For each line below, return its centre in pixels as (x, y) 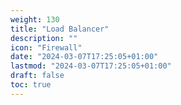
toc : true (31, 85)
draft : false (37, 76)
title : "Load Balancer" (60, 29)
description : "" (44, 38)
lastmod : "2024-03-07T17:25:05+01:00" (91, 66)
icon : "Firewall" (46, 47)
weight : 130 (35, 19)
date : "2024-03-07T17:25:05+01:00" (84, 57)
